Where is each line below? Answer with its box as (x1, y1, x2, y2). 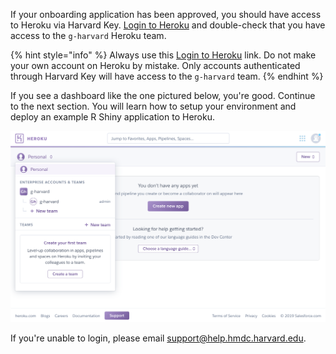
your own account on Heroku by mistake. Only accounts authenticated (10, 60, 301, 71)
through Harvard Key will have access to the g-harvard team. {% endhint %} (10, 70, 324, 82)
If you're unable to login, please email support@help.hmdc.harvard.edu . (10, 332, 307, 344)
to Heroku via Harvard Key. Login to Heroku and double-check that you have (10, 19, 326, 31)
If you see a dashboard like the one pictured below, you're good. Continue (10, 90, 316, 101)
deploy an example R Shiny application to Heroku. (10, 111, 215, 123)
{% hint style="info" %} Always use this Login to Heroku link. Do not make (10, 49, 317, 61)
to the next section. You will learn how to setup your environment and (10, 100, 297, 112)
